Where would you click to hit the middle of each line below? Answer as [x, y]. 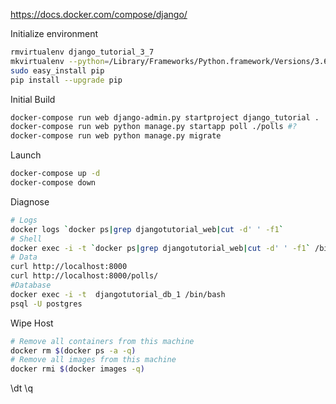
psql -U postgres [46, 304]
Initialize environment [54, 33]
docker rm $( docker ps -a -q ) [73, 350]
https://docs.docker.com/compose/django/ [99, 14]
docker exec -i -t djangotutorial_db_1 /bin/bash [118, 294]
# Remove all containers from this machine [102, 341]
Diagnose [30, 201]
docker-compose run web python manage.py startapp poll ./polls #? [154, 127]
